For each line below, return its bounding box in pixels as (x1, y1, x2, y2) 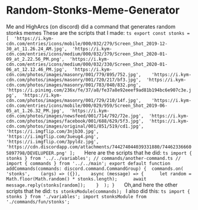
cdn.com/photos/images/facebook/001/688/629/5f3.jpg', (6, 118, 144, 124)
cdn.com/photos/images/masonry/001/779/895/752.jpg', (6, 71, 142, 77)
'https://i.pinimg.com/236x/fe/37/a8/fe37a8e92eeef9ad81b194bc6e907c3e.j (6, 87, 192, 93)
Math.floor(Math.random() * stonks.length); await (6, 176, 147, 182)
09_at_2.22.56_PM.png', (6, 56, 65, 62)
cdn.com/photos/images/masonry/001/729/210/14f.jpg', (6, 97, 142, 103)
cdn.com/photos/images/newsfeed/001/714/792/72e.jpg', (6, 113, 144, 119)
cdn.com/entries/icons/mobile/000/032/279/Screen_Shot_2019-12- (6, 41, 168, 47)
